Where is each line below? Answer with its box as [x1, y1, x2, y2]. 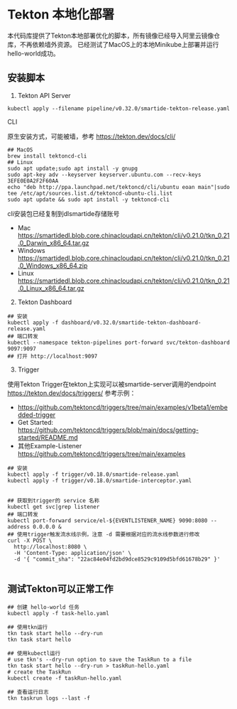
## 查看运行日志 [7, 688, 49, 696]
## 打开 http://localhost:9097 [7, 352, 98, 359]
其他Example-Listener [17, 441, 82, 450]
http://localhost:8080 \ [13, 543, 87, 551]
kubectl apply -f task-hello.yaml [7, 610, 110, 617]
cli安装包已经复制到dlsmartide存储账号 [7, 209, 120, 217]
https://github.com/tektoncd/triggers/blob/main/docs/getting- [17, 426, 199, 434]
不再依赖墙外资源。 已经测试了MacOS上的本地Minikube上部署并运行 [19, 40, 219, 48]
